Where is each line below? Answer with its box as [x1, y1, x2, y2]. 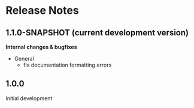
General [14, 55, 34, 62]
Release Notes [5, 4, 79, 17]
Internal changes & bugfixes [5, 43, 77, 50]
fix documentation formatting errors [23, 61, 112, 68]
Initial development [5, 94, 53, 102]
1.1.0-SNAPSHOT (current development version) [5, 28, 189, 38]
